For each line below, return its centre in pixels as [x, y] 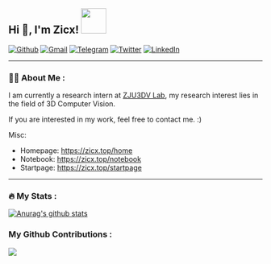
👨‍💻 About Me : [37, 77]
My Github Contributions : [60, 234]
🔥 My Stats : [33, 196]
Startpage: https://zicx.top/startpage [81, 168]
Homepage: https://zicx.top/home [76, 151]
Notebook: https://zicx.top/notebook [81, 159]
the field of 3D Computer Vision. [62, 104]
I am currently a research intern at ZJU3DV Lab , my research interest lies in [133, 95]
